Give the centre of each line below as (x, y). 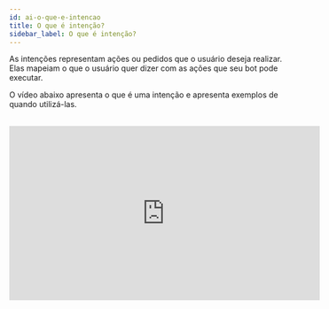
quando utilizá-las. (43, 104)
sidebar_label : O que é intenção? (73, 34)
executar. (26, 78)
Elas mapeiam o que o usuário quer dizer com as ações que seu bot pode (144, 68)
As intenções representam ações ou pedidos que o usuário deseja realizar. (145, 59)
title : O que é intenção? (57, 26)
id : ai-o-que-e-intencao (55, 17)
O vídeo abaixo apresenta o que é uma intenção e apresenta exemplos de (144, 95)
